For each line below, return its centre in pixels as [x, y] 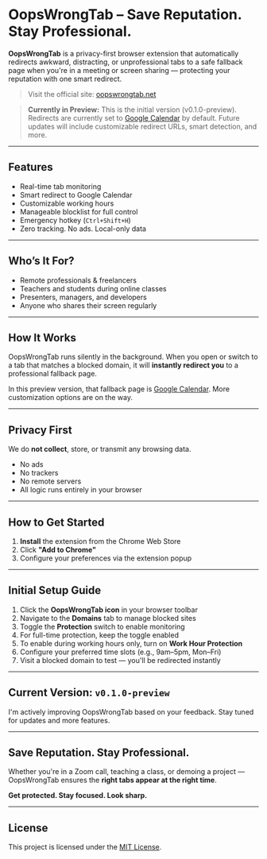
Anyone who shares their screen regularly [88, 305]
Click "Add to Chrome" [58, 550]
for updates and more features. [59, 720]
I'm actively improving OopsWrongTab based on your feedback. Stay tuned [131, 711]
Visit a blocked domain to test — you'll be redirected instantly [120, 660]
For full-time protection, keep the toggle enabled [99, 635]
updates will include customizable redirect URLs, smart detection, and [142, 126]
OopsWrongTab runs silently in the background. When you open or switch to [133, 357]
